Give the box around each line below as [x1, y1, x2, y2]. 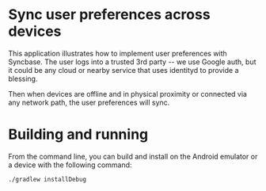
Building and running [8, 125, 149, 143]
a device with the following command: [8, 160, 132, 170]
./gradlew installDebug [8, 175, 87, 183]
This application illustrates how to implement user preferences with [8, 48, 227, 58]
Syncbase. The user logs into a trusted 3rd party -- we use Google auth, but [8, 57, 256, 67]
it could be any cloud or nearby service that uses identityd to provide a [8, 65, 239, 74]
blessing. [8, 74, 38, 83]
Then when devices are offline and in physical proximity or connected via [8, 89, 248, 98]
